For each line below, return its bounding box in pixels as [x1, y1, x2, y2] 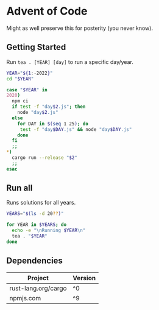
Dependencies [6, 256, 63, 266]
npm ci [12, 98, 29, 104]
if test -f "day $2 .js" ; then [12, 104, 86, 110]
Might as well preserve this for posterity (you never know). [6, 24, 154, 32]
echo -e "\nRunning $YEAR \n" [12, 227, 86, 234]
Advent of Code [6, 4, 88, 18]
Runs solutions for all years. [6, 199, 76, 206]
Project [27, 273, 49, 282]
